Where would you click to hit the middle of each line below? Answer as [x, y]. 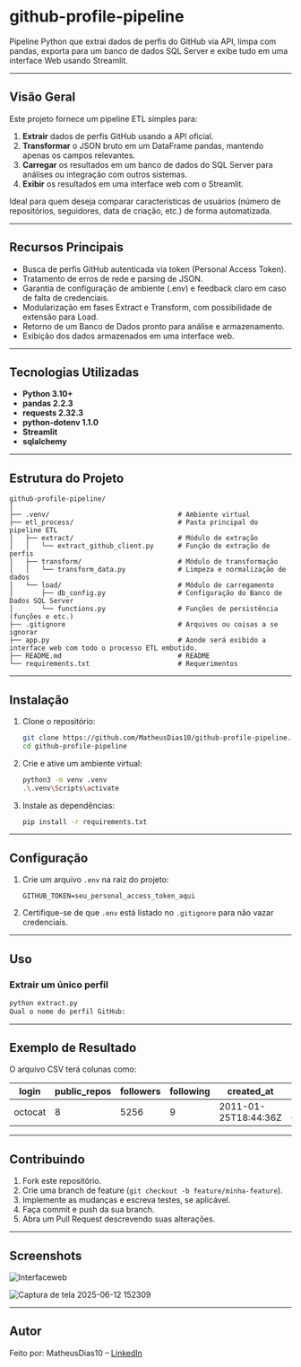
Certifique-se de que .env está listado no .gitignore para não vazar [148, 913]
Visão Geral [43, 97]
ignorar [24, 633]
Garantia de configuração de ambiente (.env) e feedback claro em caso [154, 288]
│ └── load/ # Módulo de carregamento [142, 585]
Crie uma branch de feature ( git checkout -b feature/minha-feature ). [153, 1190]
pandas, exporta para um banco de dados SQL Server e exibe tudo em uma [149, 50]
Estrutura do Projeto [67, 478]
